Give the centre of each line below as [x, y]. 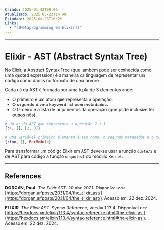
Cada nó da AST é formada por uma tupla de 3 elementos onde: [69, 90]
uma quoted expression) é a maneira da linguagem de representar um [75, 75]
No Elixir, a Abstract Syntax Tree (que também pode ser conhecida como [78, 70]
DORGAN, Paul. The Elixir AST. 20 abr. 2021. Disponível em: [65, 188]
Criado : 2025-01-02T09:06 [31, 10]
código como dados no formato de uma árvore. [52, 81]
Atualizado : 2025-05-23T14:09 [36, 14]
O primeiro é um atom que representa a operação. [62, 99]
